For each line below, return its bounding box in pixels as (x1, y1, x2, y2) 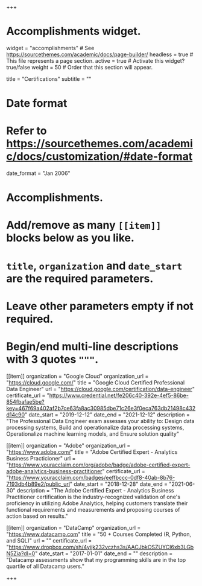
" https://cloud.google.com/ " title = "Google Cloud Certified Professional (6, 378, 185, 386)
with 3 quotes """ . (6, 352, 99, 366)
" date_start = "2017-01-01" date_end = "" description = (35, 550, 173, 557)
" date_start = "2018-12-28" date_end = (69, 480, 168, 488)
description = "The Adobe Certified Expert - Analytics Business (16, 486, 174, 494)
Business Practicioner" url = (6, 454, 76, 462)
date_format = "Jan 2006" (6, 170, 71, 177)
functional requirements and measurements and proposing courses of (6, 506, 180, 513)
